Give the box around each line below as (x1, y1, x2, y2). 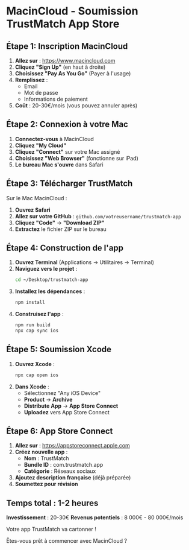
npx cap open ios (14, 372, 59, 378)
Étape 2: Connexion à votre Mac (6, 119, 128, 130)
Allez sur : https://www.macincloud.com (14, 57, 116, 64)
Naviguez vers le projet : (14, 265, 78, 273)
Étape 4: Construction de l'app (6, 243, 124, 253)
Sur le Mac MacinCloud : (6, 194, 67, 201)
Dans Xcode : (14, 383, 49, 390)
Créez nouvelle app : (14, 448, 68, 456)
